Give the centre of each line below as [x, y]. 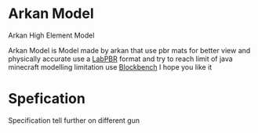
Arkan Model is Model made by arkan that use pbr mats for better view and [129, 50]
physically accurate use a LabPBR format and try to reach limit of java [120, 59]
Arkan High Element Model [51, 35]
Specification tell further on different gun [74, 120]
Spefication [47, 99]
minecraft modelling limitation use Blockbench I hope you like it [110, 66]
